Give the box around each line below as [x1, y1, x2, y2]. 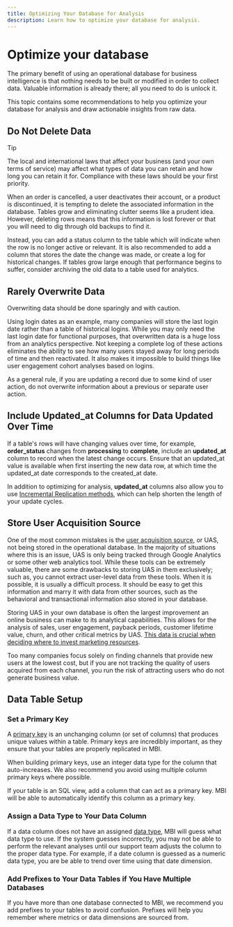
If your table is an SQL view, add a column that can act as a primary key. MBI [7, 787, 227, 795]
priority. [7, 179, 30, 188]
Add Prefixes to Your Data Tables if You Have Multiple [7, 873, 191, 883]
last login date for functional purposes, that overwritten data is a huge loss [7, 332, 220, 341]
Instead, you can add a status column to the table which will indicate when [7, 236, 220, 244]
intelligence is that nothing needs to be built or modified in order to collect [7, 77, 219, 85]
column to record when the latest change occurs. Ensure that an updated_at [7, 454, 225, 462]
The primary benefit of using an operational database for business [7, 69, 198, 78]
